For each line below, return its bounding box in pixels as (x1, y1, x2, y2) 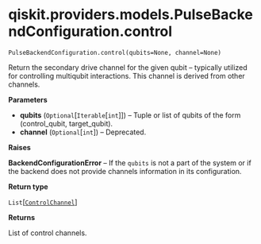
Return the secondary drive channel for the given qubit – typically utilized (8, 62, 248, 72)
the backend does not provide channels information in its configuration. (8, 166, 242, 176)
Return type (8, 181, 49, 192)
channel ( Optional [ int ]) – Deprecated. (19, 127, 147, 137)
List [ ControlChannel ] (8, 197, 78, 207)
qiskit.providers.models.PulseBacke (8, 6, 254, 24)
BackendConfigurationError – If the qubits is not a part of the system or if (8, 157, 251, 168)
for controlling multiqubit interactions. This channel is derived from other (8, 71, 246, 80)
